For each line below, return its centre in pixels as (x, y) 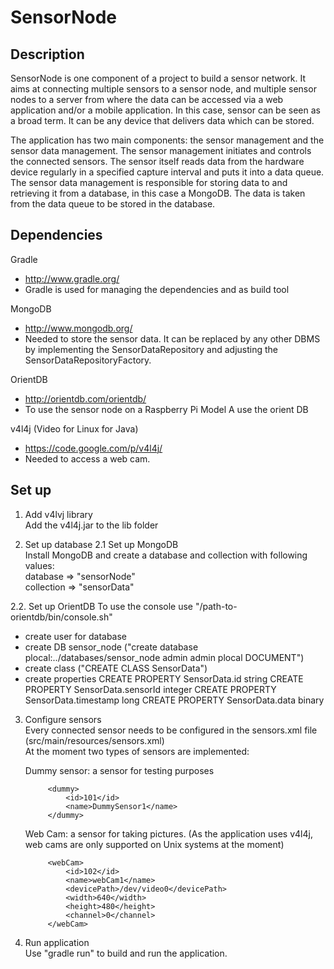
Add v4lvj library (58, 514)
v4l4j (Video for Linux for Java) (74, 428)
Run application (57, 942)
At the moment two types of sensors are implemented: (137, 751)
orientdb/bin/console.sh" (61, 617)
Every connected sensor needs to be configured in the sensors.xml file (171, 730)
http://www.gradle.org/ (72, 278)
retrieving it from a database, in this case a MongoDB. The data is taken (158, 193)
